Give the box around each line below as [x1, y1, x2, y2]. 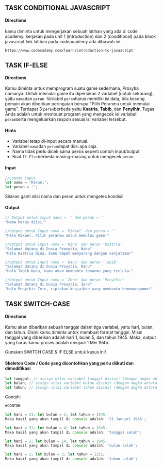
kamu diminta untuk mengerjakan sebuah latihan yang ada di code [5, 28, 138, 34]
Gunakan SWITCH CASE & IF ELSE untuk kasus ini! [5, 349, 106, 355]
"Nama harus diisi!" [5, 220, 47, 225]
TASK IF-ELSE [5, 61, 48, 69]
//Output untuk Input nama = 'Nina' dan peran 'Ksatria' [5, 242, 123, 247]
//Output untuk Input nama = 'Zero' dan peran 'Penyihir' [5, 278, 125, 283]
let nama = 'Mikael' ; [5, 180, 49, 185]
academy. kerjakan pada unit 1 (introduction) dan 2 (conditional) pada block [5, 33, 156, 39]
